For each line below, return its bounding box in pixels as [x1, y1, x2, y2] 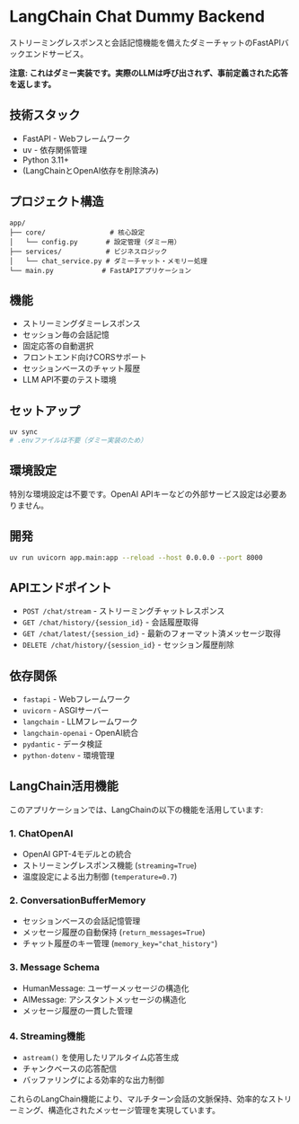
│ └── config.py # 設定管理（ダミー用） [9, 237, 181, 246]
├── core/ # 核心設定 [9, 227, 145, 237]
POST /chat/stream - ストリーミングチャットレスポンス [22, 606, 225, 616]
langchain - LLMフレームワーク [22, 716, 138, 727]
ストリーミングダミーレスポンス [22, 318, 141, 329]
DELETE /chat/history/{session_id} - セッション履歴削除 [22, 640, 235, 651]
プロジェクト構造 [9, 194, 104, 209]
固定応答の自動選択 [22, 341, 94, 351]
